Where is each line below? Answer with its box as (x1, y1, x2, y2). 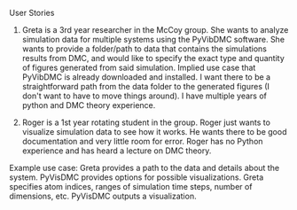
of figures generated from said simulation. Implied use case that (21, 62, 256, 73)
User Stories (9, 8, 55, 18)
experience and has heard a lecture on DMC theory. (21, 145, 212, 156)
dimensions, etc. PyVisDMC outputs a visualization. (9, 191, 197, 201)
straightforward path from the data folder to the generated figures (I (21, 82, 270, 91)
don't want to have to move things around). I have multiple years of (21, 90, 268, 101)
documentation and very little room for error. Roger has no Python (21, 136, 263, 146)
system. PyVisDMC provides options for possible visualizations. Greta (9, 172, 264, 183)
